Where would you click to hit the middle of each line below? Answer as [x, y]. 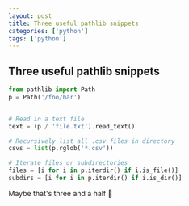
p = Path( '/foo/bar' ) [45, 97]
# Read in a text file [46, 119]
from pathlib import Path [52, 90]
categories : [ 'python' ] [48, 31]
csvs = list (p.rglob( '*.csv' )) [61, 149]
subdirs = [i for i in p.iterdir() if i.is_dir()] [95, 179]
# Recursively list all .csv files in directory [92, 141]
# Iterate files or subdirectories [68, 163]
